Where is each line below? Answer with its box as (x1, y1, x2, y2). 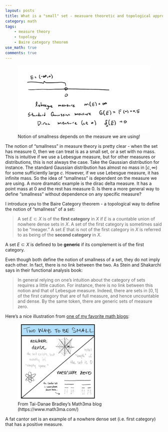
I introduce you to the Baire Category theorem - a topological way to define (5, 201, 160, 207)
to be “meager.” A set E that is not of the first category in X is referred (17, 227, 161, 233)
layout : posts (5, 8, 35, 13)
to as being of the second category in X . (17, 232, 101, 238)
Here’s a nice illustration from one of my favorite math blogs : (5, 313, 130, 319)
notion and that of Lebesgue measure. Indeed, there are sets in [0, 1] (17, 288, 158, 294)
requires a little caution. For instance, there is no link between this (17, 282, 153, 288)
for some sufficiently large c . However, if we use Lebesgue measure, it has (5, 170, 159, 176)
